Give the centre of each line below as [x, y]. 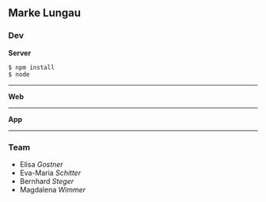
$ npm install [32, 67]
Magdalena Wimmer [53, 189]
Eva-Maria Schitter [50, 173]
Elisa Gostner [41, 164]
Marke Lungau [45, 13]
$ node [19, 74]
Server [20, 53]
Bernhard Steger [46, 181]
